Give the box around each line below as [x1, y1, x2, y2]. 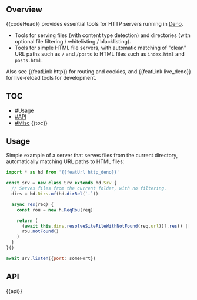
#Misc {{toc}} [14, 119, 48, 126]
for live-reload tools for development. [6, 74, 97, 81]
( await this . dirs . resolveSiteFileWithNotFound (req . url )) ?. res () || [21, 223, 191, 229]
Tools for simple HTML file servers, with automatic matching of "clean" [14, 44, 187, 51]
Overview [6, 5, 43, 15]
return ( [16, 217, 38, 224]
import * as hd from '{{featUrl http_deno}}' [6, 170, 119, 176]
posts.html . [14, 56, 43, 63]
